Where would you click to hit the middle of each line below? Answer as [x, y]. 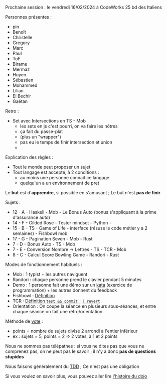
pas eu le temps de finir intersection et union [66, 142]
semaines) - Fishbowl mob [40, 233]
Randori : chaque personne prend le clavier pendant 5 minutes [77, 280]
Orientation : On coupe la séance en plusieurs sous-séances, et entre [84, 306]
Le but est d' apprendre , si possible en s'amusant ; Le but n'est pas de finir [83, 193]
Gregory [21, 43]
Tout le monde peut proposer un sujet [51, 167]
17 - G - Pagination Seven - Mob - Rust [52, 239]
